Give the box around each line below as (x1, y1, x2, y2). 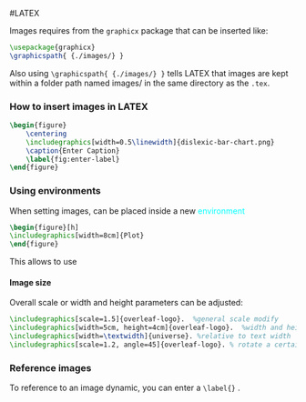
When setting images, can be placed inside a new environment (9, 205, 246, 216)
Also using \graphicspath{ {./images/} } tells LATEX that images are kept (9, 67, 289, 78)
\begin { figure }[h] (9, 223, 79, 232)
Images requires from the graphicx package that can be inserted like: (9, 25, 269, 35)
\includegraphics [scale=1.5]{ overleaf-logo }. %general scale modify (9, 315, 280, 324)
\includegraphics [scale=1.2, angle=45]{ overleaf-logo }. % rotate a (9, 340, 271, 349)
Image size (9, 276, 52, 287)
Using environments (9, 185, 102, 197)
